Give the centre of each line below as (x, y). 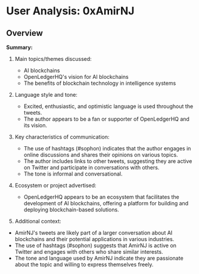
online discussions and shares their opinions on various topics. (101, 155)
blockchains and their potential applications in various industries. (94, 239)
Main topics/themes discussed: (53, 59)
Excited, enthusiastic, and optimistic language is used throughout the (108, 106)
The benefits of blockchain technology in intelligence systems (100, 83)
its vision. (35, 125)
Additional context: (38, 221)
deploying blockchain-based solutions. (71, 210)
